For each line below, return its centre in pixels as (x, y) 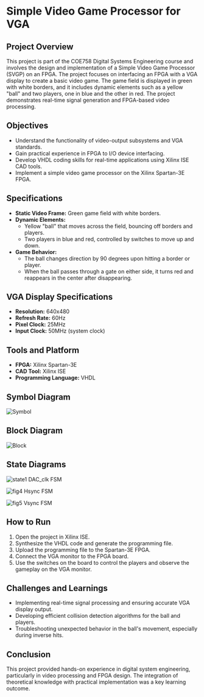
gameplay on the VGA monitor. (54, 569)
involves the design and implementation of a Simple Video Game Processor (101, 68)
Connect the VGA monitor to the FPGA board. (72, 556)
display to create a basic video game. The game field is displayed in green (100, 81)
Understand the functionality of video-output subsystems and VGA (99, 140)
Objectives (27, 126)
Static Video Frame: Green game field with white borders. (88, 213)
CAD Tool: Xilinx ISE (40, 371)
